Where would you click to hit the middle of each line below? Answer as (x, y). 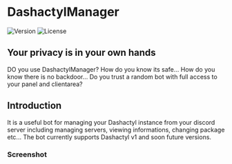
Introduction (35, 106)
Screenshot (27, 154)
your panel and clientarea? (45, 84)
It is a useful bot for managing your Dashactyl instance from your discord (111, 122)
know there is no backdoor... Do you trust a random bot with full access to (112, 76)
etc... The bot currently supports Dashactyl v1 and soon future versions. (109, 137)
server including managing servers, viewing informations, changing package (116, 130)
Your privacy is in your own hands (82, 53)
